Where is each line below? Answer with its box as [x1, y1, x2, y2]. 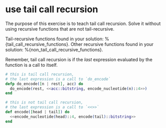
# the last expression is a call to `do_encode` [5, 76, 111, 82]
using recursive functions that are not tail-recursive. [5, 25, 115, 32]
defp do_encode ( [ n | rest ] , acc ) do [5, 81, 83, 86]
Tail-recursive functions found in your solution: [5, 36, 104, 42]
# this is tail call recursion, [5, 71, 74, 77]
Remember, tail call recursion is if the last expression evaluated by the [5, 56, 153, 62]
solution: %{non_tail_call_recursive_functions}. [5, 46, 103, 53]
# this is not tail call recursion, [5, 100, 83, 105]
